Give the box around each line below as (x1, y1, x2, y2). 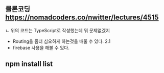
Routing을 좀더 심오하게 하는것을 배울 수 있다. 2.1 (12, 38, 111, 44)
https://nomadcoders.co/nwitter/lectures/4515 (5, 13, 159, 22)
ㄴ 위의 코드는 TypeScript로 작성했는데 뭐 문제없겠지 (5, 27, 110, 33)
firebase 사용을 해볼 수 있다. (12, 44, 70, 51)
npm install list (5, 60, 53, 68)
